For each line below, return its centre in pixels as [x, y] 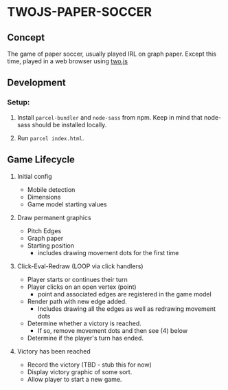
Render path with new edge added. [77, 301]
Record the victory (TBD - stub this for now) [90, 365]
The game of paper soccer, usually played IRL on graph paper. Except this [112, 54]
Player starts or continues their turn [78, 279]
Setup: [19, 102]
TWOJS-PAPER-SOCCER [80, 12]
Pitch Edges [44, 230]
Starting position [50, 246]
